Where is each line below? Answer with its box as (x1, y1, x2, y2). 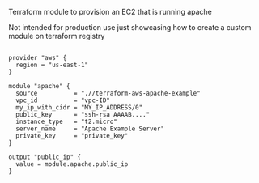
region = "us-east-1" (15, 61, 89, 69)
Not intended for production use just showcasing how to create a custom (8, 23, 252, 32)
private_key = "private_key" (15, 132, 129, 140)
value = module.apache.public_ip (15, 160, 129, 168)
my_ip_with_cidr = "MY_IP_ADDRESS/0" (15, 104, 143, 112)
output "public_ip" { (8, 153, 82, 161)
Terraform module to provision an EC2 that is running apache (8, 7, 213, 16)
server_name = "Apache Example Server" (15, 125, 164, 133)
